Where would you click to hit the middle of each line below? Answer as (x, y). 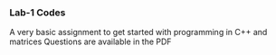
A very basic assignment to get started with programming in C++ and (138, 32)
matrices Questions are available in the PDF (90, 41)
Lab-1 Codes (38, 13)
